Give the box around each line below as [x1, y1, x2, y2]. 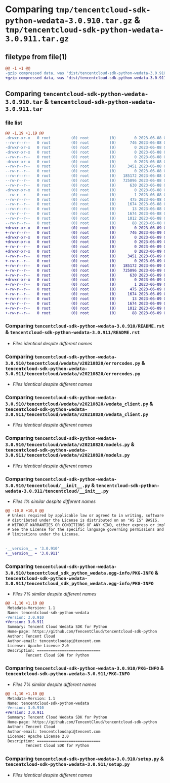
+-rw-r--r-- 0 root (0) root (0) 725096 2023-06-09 [5, 268, 162, 273]
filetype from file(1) [5, 52, 67, 61]
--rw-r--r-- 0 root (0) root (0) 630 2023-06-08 [5, 183, 162, 188]
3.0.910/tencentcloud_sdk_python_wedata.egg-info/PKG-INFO [5, 570, 154, 576]
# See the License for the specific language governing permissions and [7, 527, 164, 532]
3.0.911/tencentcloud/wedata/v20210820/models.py [5, 453, 130, 458]
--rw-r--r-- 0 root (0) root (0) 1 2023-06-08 [5, 192, 162, 197]
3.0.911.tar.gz [5, 34, 69, 44]
